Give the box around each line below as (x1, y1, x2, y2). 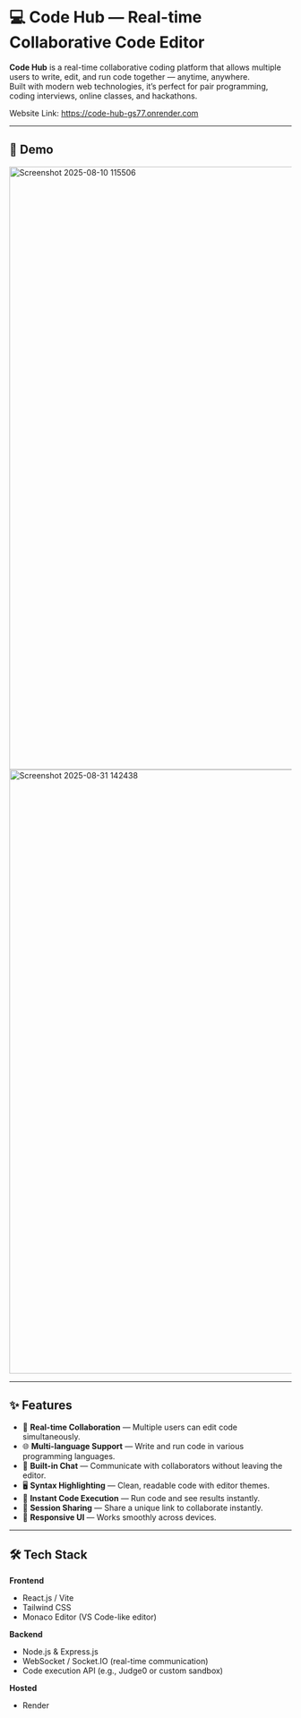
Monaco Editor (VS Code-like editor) (21, 1611, 157, 1622)
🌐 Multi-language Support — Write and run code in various (21, 1440, 245, 1451)
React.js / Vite (21, 1593, 74, 1603)
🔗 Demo (9, 142, 54, 158)
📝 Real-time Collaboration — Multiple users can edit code (21, 1422, 238, 1432)
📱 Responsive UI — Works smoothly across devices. (21, 1511, 217, 1523)
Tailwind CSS (21, 1602, 72, 1613)
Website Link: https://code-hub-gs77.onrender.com (9, 107, 199, 118)
